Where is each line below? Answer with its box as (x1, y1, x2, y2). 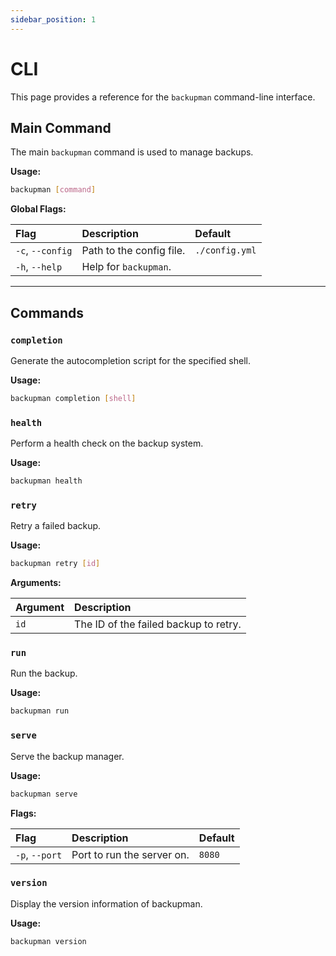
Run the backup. (10, 667, 78, 680)
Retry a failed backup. (10, 520, 102, 532)
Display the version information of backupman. (10, 897, 203, 910)
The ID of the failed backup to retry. (74, 617, 242, 631)
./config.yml (194, 245, 257, 256)
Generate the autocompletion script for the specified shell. (10, 354, 252, 366)
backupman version (10, 936, 87, 946)
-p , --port (15, 847, 63, 861)
